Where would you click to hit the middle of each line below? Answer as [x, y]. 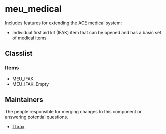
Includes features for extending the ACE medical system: [64, 23]
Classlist [19, 54]
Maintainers [24, 100]
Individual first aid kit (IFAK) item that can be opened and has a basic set [86, 32]
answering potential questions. [37, 117]
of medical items [29, 38]
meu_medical [34, 9]
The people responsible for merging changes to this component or [74, 112]
